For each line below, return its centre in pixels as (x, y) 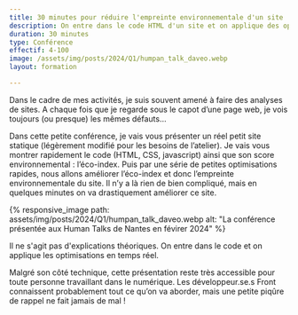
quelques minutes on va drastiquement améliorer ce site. (113, 193)
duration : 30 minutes (49, 34)
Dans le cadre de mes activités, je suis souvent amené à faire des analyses (146, 99)
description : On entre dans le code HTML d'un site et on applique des (144, 26)
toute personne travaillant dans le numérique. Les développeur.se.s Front (143, 281)
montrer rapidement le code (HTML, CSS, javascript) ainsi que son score (142, 154)
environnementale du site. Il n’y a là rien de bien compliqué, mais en (133, 183)
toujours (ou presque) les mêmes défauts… (88, 118)
